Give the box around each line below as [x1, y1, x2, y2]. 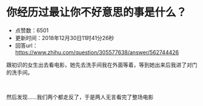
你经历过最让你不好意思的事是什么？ [6, 5, 187, 19]
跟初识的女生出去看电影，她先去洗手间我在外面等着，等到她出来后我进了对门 [6, 61, 198, 68]
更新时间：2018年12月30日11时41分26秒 [15, 34, 115, 41]
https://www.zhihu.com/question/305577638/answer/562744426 [15, 48, 179, 56]
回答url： [15, 42, 38, 49]
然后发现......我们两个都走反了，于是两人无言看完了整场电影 [6, 93, 154, 101]
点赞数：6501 [15, 27, 49, 34]
